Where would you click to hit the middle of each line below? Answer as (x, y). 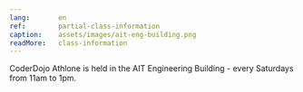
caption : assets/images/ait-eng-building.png (103, 34)
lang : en (38, 18)
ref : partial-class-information (85, 26)
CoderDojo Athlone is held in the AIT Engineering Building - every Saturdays (151, 69)
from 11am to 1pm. (43, 78)
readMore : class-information (68, 43)
